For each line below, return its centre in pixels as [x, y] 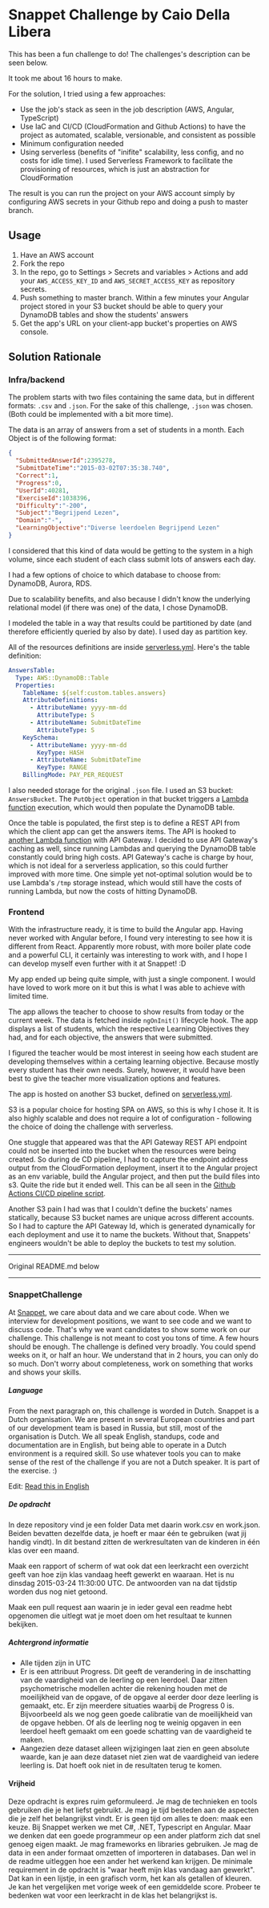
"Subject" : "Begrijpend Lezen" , [68, 513]
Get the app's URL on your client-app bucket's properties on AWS [128, 323]
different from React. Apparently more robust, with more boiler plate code [130, 946]
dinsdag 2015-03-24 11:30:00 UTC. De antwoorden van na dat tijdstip [123, 1583]
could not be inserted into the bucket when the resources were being [122, 1151]
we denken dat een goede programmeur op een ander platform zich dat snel [134, 1835]
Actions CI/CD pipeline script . [57, 1194]
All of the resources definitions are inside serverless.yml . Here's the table [129, 647]
